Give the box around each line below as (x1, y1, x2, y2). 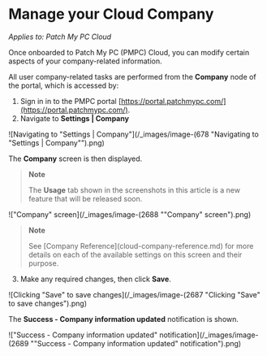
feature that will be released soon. (28, 193, 143, 203)
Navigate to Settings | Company (19, 113, 130, 123)
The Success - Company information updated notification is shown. (8, 314, 239, 323)
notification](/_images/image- (159, 330, 259, 340)
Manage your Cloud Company (8, 5, 214, 24)
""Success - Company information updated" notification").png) (30, 338, 242, 348)
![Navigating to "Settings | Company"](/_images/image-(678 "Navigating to (8, 129, 260, 139)
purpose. (28, 258, 59, 268)
